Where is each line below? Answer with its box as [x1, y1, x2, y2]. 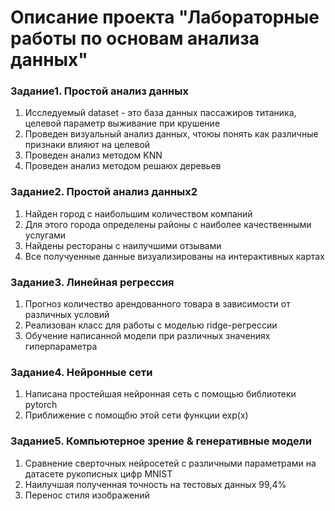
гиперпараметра [24, 341, 98, 353]
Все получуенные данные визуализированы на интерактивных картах [24, 250, 325, 262]
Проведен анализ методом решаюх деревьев [24, 160, 222, 172]
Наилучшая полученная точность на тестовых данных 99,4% [24, 478, 287, 490]
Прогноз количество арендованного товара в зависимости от [24, 298, 291, 310]
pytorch [24, 399, 58, 411]
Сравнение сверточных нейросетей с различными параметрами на [24, 457, 317, 469]
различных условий [24, 309, 110, 321]
